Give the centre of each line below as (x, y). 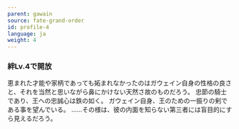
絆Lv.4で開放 (30, 67)
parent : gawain (30, 14)
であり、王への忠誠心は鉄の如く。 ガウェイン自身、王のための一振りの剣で (118, 101)
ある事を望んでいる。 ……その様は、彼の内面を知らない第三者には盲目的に (117, 110)
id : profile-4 (29, 27)
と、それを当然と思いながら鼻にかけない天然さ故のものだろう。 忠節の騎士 (117, 92)
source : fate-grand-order (46, 21)
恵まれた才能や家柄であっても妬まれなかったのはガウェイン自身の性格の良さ (119, 83)
